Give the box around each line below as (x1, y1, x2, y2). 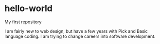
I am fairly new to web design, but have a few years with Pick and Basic (4, 28, 148, 34)
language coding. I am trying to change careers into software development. (4, 33, 156, 39)
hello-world (4, 3, 53, 14)
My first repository (4, 19, 42, 25)
